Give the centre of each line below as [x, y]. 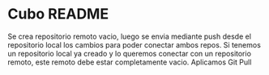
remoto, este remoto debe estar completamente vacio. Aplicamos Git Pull [130, 62]
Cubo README [58, 14]
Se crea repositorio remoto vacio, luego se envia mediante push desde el [130, 36]
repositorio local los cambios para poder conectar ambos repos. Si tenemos [134, 44]
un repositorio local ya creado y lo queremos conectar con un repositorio [130, 53]
